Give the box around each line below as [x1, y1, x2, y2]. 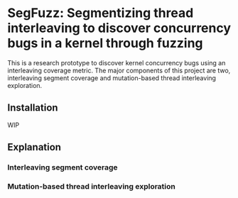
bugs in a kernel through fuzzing [7, 35, 204, 51]
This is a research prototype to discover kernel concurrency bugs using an [7, 58, 226, 67]
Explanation [7, 141, 62, 153]
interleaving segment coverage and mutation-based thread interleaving [7, 73, 217, 82]
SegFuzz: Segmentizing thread [7, 5, 194, 21]
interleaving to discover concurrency [7, 20, 232, 36]
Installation [7, 101, 58, 114]
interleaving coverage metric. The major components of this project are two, [7, 66, 231, 75]
